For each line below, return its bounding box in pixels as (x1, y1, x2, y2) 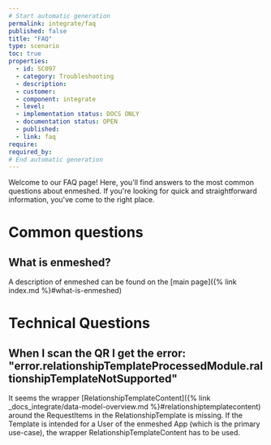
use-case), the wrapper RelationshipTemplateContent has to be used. (8, 428, 241, 438)
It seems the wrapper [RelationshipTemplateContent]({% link (8, 393, 211, 403)
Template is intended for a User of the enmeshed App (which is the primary (8, 419, 260, 429)
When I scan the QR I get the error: (8, 346, 187, 360)
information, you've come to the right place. (8, 195, 155, 205)
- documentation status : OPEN (15, 118, 118, 126)
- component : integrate (15, 95, 96, 103)
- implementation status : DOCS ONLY (15, 110, 140, 119)
